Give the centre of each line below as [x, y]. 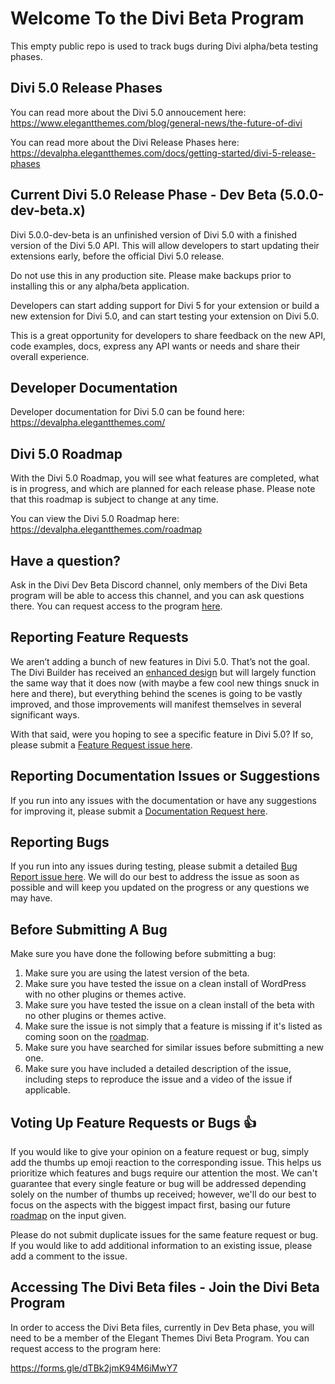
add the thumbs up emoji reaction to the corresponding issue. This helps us [166, 1163]
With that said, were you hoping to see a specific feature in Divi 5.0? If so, [162, 734]
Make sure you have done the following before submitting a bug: [143, 954]
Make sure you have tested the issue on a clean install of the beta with [169, 1005]
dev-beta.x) [48, 210]
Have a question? [66, 560]
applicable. [47, 1090]
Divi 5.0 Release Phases [86, 88]
